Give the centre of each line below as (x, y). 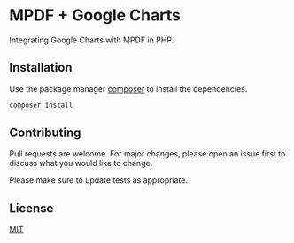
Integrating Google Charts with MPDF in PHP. (92, 40)
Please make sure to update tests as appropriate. (99, 180)
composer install (41, 105)
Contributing (45, 133)
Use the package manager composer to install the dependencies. (128, 88)
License (31, 208)
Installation (41, 68)
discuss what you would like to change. (81, 163)
